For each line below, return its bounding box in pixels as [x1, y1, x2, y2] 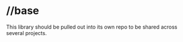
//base [6, 4, 40, 17]
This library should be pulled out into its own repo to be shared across [6, 23, 178, 30]
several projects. [6, 29, 47, 36]
